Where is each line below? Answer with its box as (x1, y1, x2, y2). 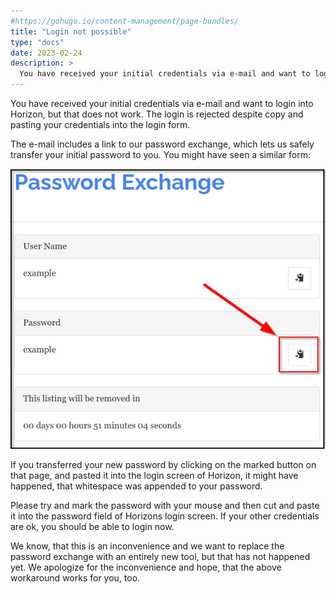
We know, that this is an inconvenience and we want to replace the (10, 540, 285, 552)
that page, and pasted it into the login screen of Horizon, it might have (10, 470, 299, 482)
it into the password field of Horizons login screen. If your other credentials (10, 510, 320, 522)
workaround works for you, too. (10, 572, 141, 584)
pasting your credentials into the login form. (10, 119, 191, 130)
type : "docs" (10, 37, 65, 47)
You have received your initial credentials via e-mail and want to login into (10, 98, 314, 109)
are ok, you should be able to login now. (10, 521, 175, 533)
